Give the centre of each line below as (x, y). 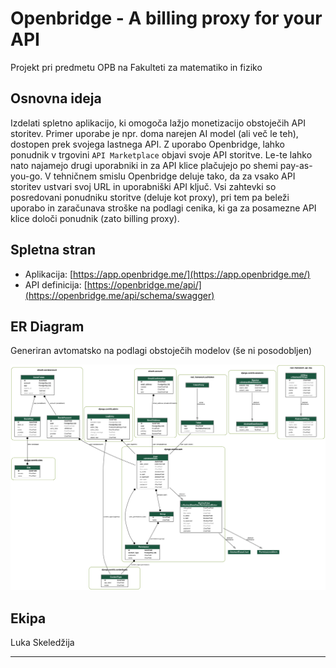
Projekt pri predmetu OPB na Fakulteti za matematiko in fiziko (136, 67)
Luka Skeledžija (42, 642)
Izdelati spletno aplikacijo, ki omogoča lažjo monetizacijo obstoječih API (158, 123)
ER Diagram (47, 326)
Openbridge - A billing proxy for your (166, 18)
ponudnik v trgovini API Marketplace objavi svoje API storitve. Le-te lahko (161, 154)
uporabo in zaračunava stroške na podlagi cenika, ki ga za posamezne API (163, 208)
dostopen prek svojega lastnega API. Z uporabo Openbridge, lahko (147, 144)
